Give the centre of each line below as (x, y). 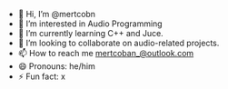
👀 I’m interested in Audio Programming (90, 24)
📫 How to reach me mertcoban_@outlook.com (106, 53)
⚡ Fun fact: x (42, 76)
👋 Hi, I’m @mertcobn (57, 14)
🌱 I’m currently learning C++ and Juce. (90, 33)
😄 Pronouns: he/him (56, 66)
